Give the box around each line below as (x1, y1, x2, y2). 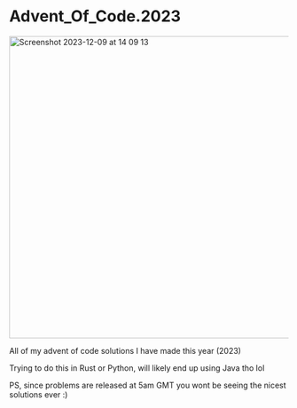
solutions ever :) (9, 388, 68, 400)
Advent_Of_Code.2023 (9, 6, 182, 27)
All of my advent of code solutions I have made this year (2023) (9, 345, 242, 356)
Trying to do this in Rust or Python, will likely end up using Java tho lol (9, 362, 265, 373)
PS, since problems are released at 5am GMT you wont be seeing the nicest (9, 380, 286, 390)
